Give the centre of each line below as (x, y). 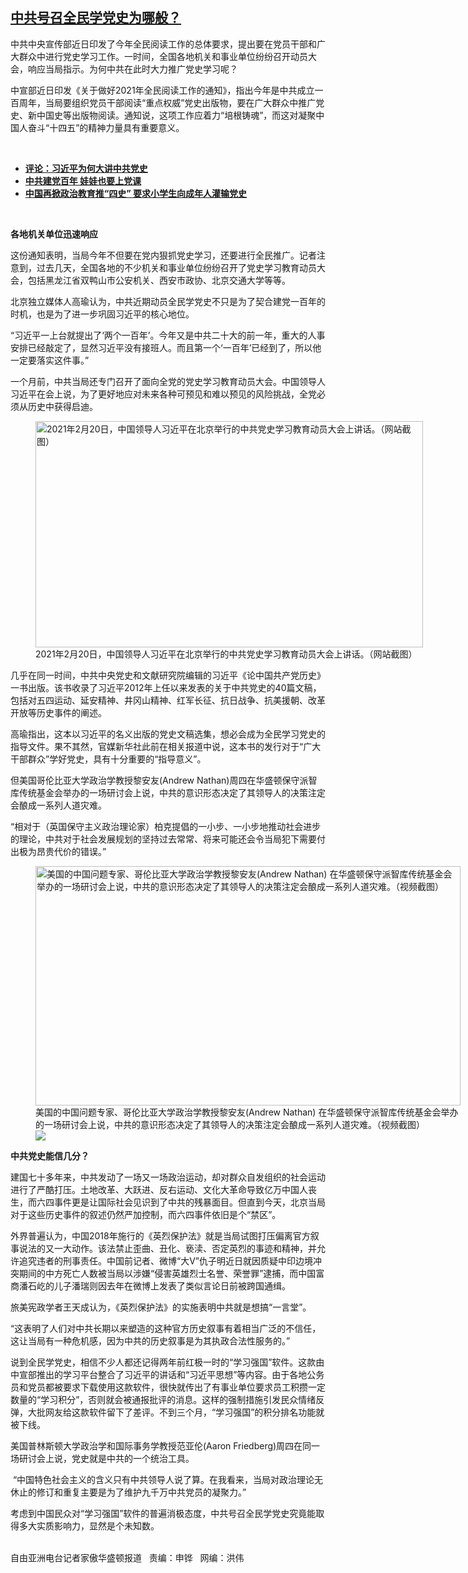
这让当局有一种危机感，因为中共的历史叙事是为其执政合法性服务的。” (150, 1340)
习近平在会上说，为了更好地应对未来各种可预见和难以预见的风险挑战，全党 (163, 394)
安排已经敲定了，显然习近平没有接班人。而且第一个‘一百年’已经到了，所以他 (166, 347)
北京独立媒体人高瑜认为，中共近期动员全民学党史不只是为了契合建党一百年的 (168, 301)
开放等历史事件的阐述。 (58, 712)
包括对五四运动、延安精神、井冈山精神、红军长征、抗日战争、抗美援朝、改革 (168, 700)
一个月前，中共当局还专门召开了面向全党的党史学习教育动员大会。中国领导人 (168, 381)
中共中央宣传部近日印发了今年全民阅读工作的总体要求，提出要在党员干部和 (163, 44)
